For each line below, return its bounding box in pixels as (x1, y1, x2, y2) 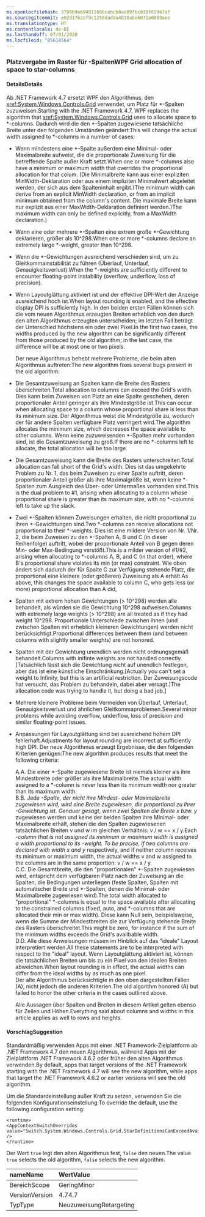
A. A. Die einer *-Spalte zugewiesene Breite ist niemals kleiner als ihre (15, 769, 191, 776)
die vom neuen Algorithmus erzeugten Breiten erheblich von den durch (15, 310, 194, 318)
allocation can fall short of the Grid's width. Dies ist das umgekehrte (15, 463, 186, 471)
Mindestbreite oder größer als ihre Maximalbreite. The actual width (15, 775, 182, 782)
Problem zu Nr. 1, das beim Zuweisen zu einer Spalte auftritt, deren (15, 469, 184, 477)
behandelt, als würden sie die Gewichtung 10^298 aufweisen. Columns (15, 604, 192, 611)
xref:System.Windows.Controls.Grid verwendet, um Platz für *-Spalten (6, 100, 184, 108)
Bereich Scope (9, 1181, 50, 1189)
